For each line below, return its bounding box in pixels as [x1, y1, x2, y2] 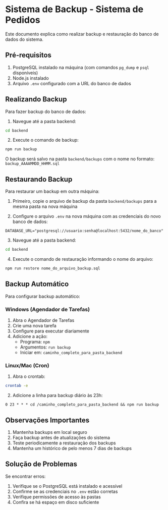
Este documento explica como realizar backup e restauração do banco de [5, 31, 159, 37]
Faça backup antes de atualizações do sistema [12, 434, 110, 440]
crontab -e [5, 383, 28, 388]
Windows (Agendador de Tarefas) [5, 306, 90, 313]
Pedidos [5, 14, 40, 26]
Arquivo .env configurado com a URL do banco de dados [12, 80, 131, 86]
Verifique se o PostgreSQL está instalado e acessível [12, 483, 123, 489]
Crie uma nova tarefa [12, 322, 57, 328]
